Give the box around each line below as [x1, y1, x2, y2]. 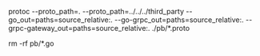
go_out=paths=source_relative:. [8, 15, 114, 24]
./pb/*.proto [151, 24, 190, 32]
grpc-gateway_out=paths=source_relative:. [8, 24, 150, 32]
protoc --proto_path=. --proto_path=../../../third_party [8, 7, 185, 16]
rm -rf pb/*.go [8, 39, 54, 48]
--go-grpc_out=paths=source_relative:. [114, 15, 244, 24]
